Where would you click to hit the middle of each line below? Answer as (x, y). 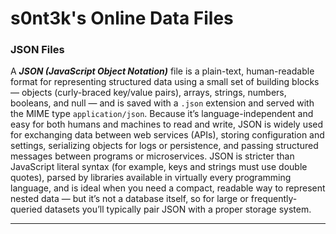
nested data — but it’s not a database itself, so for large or (129, 199)
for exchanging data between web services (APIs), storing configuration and (167, 135)
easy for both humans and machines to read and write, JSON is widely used (167, 124)
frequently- (274, 199)
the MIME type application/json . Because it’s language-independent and (162, 114)
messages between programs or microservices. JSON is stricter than (152, 156)
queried (26, 209)
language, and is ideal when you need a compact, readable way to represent (168, 188)
